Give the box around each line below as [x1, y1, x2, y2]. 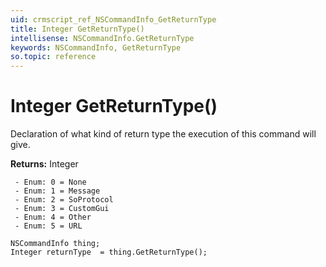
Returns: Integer [10, 158, 79, 170]
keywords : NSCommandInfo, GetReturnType [10, 42, 182, 53]
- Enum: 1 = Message [14, 186, 101, 196]
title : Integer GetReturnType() [10, 24, 145, 34]
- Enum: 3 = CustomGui [14, 204, 110, 214]
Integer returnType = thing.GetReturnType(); [10, 247, 208, 258]
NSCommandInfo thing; [10, 239, 101, 249]
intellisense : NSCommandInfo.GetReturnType [10, 33, 195, 43]
